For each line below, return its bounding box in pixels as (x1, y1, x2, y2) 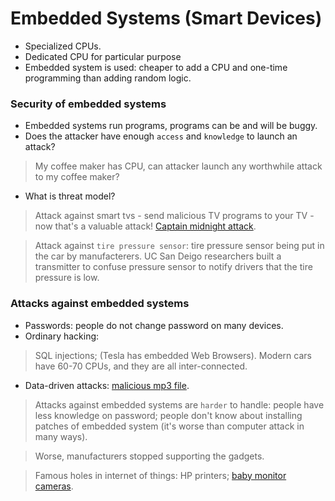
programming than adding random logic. (24, 72, 192, 84)
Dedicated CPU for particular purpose (24, 50, 182, 62)
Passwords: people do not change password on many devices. (24, 319, 284, 331)
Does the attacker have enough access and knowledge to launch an (24, 130, 298, 142)
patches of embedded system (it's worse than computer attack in (34, 420, 305, 432)
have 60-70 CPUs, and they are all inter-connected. (34, 360, 248, 372)
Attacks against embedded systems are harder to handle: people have (34, 398, 325, 411)
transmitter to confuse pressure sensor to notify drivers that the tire (34, 261, 313, 273)
